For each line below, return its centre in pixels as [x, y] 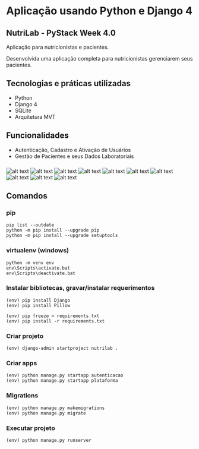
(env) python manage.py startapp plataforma [62, 381]
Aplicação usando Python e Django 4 [99, 11]
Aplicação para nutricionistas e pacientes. [58, 47]
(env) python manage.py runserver [49, 441]
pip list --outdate [30, 225]
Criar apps [22, 363]
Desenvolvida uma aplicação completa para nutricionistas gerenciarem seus [99, 59]
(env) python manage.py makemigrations [56, 408]
